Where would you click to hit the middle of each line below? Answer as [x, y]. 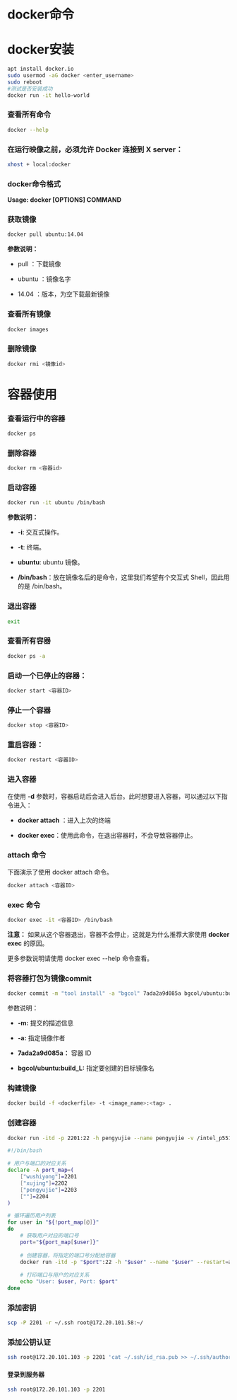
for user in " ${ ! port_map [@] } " [53, 1222]
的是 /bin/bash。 [42, 586]
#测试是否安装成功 [30, 89]
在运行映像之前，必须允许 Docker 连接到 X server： [95, 149]
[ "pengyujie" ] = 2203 [49, 1190]
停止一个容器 [29, 710]
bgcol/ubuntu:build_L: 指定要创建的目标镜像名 [86, 1068]
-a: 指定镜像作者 [41, 1038]
